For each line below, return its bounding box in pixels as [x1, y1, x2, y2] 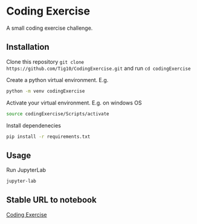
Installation [6, 42, 50, 52]
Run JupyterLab [6, 166, 47, 174]
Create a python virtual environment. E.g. [6, 76, 109, 83]
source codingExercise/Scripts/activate [6, 110, 110, 117]
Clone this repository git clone [6, 58, 85, 65]
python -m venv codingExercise [6, 88, 85, 94]
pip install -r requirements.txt [6, 134, 91, 140]
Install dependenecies [6, 121, 62, 129]
